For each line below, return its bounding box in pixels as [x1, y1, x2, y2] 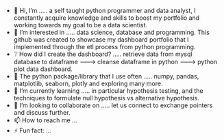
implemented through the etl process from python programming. [13, 43, 196, 51]
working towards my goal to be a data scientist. [13, 21, 148, 29]
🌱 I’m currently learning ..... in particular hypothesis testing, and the [13, 87, 203, 95]
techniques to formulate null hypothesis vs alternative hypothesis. [13, 94, 200, 102]
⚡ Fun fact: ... [13, 126, 51, 135]
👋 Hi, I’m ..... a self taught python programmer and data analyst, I [13, 7, 197, 14]
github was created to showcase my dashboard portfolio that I [13, 36, 190, 44]
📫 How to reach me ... [13, 116, 77, 124]
